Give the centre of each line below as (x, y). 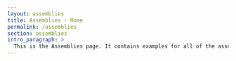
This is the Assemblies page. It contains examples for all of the (114, 46)
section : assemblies (38, 33)
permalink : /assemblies (42, 27)
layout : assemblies (36, 14)
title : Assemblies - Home (45, 20)
